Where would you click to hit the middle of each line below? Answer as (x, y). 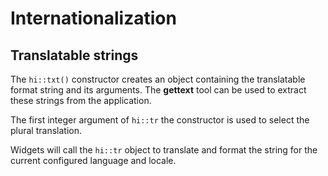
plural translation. (46, 130)
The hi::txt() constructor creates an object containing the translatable (158, 79)
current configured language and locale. (93, 160)
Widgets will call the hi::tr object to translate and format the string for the (164, 150)
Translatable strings (74, 55)
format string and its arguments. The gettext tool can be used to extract (158, 90)
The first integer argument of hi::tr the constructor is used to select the (160, 120)
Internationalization (93, 18)
